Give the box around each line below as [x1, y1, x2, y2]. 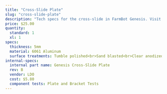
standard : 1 [9, 30, 35, 35]
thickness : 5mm [9, 44, 41, 49]
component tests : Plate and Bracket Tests [9, 81, 99, 86]
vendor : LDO [9, 72, 35, 77]
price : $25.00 [5, 21, 35, 26]
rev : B [9, 68, 23, 73]
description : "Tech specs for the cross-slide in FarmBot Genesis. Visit [5, 16, 162, 21]
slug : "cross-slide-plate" [5, 12, 61, 17]
